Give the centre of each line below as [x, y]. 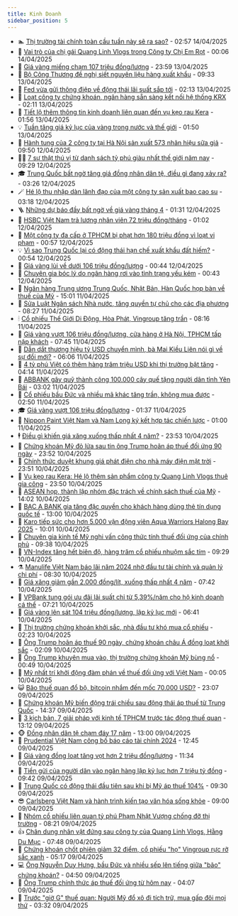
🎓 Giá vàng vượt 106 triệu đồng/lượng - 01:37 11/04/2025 [102, 410]
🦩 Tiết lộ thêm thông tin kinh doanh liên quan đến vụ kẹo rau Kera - [115, 112]
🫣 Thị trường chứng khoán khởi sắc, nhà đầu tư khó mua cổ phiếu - [115, 627]
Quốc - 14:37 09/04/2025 [55, 710]
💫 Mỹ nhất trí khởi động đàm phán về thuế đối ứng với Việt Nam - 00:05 [122, 672]
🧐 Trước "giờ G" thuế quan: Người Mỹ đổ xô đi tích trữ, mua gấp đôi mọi [122, 898]
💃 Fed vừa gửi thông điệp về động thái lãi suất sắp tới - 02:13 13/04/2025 [124, 89]
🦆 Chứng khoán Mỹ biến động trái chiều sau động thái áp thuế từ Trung [121, 702]
